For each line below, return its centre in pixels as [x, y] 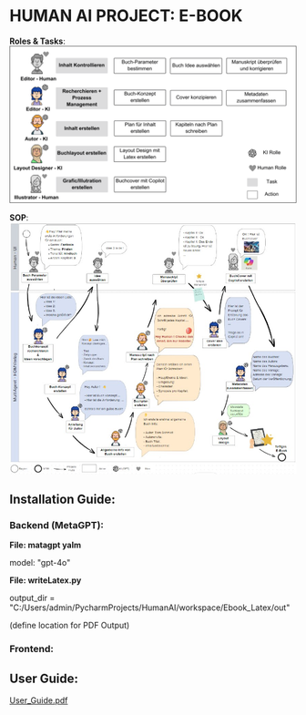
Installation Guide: [62, 499]
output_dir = [32, 598]
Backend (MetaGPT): [57, 525]
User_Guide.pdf [39, 700]
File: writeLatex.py [46, 580]
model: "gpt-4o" [40, 563]
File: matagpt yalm [46, 545]
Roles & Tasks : [37, 41]
